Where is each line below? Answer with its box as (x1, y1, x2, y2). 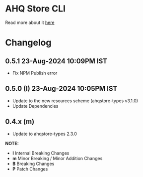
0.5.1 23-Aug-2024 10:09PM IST (5, 57, 108, 65)
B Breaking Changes (12, 161, 55, 167)
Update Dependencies (12, 103, 59, 109)
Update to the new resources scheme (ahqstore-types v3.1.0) (12, 98, 138, 104)
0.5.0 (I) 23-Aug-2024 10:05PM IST (5, 84, 118, 93)
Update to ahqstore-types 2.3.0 (12, 131, 77, 137)
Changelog (5, 37, 52, 48)
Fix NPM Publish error (12, 70, 58, 76)
